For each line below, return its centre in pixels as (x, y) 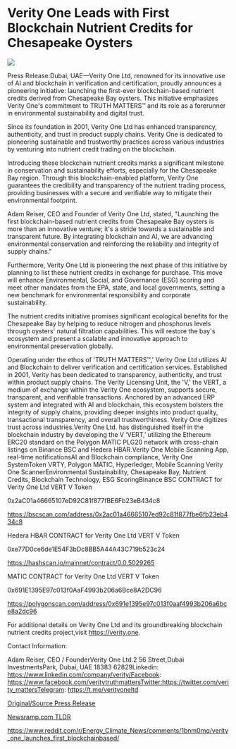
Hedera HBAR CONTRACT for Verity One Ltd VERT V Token (93, 535)
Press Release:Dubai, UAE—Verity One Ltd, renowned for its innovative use (116, 75)
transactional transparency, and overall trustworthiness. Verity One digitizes (117, 419)
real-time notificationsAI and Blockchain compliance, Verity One (100, 457)
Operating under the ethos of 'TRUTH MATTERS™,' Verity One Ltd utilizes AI (117, 359)
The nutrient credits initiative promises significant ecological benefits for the (118, 316)
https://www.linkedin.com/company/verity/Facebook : (85, 674)
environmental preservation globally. (60, 346)
